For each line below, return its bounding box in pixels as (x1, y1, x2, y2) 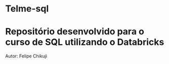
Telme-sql (5, 3, 49, 14)
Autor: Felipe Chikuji (5, 53, 47, 59)
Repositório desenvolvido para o (5, 26, 144, 37)
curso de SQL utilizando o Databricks (5, 36, 164, 48)
